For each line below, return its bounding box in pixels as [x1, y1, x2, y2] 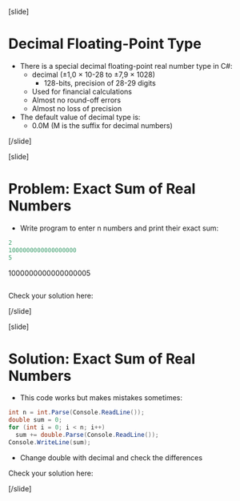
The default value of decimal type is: [19, 112, 141, 122]
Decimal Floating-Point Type [8, 35, 202, 53]
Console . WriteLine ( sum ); [8, 438, 91, 447]
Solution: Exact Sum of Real [8, 350, 196, 367]
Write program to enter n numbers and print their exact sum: [19, 223, 219, 233]
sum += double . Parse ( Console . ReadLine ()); [15, 431, 159, 439]
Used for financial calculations [31, 86, 132, 96]
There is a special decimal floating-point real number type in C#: [19, 61, 233, 70]
